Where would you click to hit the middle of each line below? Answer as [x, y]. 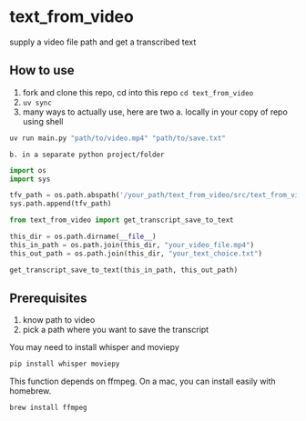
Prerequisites [48, 298]
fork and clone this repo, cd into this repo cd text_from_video [138, 92]
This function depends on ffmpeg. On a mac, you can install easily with [143, 381]
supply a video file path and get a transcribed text [103, 42]
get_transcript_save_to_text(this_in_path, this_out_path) [124, 270]
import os [28, 170]
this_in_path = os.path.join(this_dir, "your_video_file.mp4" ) [132, 245]
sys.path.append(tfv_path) [61, 204]
